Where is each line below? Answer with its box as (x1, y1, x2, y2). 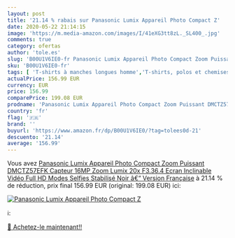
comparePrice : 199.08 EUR (7, 95, 83, 102)
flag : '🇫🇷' (7, 114, 42, 121)
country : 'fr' (7, 107, 49, 114)
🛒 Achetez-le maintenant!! (7, 223, 83, 231)
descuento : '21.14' (7, 133, 64, 140)
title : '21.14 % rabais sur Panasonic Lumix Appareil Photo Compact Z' (7, 17, 220, 24)
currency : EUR (7, 82, 49, 89)
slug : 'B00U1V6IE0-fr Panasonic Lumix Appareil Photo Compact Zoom (7, 56, 208, 63)
